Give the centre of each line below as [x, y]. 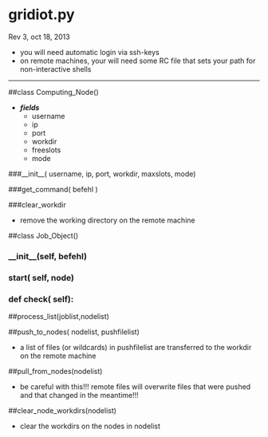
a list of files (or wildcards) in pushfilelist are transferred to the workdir [136, 348]
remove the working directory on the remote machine [107, 220]
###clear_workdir [37, 204]
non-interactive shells [55, 69]
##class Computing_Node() [54, 92]
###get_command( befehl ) [53, 189]
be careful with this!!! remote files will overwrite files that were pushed [135, 387]
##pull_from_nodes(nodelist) [55, 372]
